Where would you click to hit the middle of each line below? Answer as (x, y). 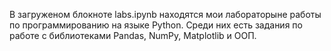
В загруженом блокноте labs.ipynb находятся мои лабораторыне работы (165, 14)
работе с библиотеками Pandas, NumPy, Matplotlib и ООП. (133, 35)
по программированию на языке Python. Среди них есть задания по (156, 25)
